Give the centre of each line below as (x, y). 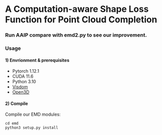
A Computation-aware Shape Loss (77, 9)
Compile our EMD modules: (33, 114)
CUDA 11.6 (23, 76)
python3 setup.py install (32, 128)
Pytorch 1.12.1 (26, 71)
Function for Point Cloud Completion (81, 20)
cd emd (12, 124)
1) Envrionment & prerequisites (37, 60)
